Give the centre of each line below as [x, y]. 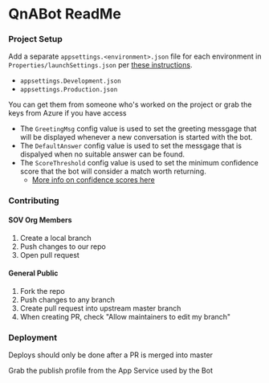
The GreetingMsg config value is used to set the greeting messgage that [138, 128]
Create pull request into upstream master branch [100, 308]
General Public [33, 273]
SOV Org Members [40, 220]
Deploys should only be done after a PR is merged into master [111, 355]
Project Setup [35, 39]
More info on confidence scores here [93, 180]
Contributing [34, 201]
